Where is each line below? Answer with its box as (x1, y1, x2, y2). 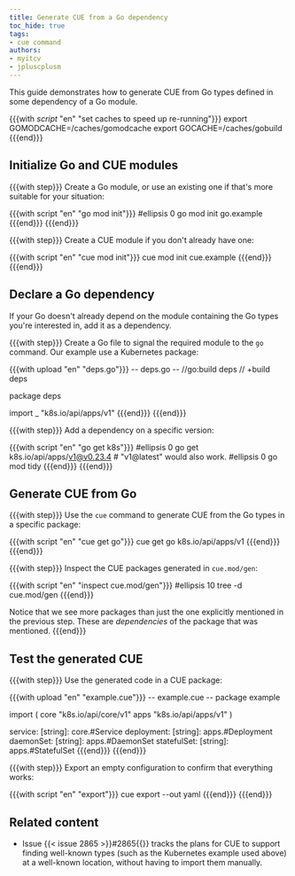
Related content (9, 815, 99, 830)
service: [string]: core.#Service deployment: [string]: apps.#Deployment (9, 726, 273, 737)
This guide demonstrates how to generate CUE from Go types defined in (9, 86, 274, 98)
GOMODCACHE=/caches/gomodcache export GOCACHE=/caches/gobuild (9, 122, 283, 133)
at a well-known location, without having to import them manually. (21, 856, 263, 867)
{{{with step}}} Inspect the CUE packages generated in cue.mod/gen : (9, 563, 259, 574)
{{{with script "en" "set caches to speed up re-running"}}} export (9, 113, 248, 124)
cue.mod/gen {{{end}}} (9, 590, 95, 600)
